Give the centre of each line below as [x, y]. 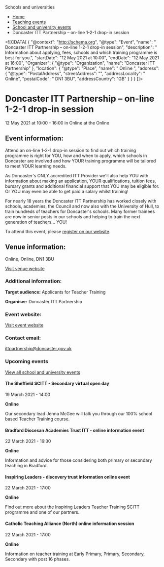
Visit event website [24, 325]
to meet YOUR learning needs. [36, 166]
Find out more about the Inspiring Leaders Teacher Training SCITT [72, 507]
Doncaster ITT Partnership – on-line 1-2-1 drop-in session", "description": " [81, 47]
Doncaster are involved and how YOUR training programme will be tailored [81, 161]
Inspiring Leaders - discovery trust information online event [68, 477]
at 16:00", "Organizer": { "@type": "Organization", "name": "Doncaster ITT [80, 63]
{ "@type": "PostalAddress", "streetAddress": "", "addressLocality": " [75, 73]
